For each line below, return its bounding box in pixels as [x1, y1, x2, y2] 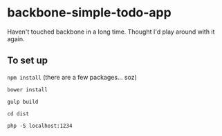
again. [7, 34, 26, 43]
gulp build [7, 98, 39, 105]
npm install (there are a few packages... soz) [7, 73, 137, 81]
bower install [7, 86, 48, 93]
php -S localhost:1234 [7, 122, 73, 129]
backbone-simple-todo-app [7, 5, 172, 21]
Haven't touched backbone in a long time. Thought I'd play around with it [7, 27, 215, 36]
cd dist [7, 110, 30, 117]
